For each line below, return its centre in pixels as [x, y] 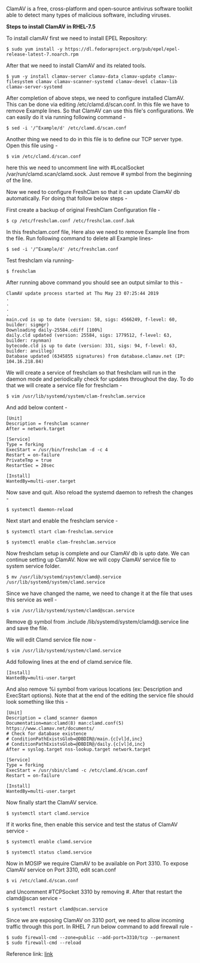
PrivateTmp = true [29, 460]
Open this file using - [32, 145]
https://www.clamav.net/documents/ [50, 728]
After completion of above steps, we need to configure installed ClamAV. [96, 98]
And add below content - [37, 407]
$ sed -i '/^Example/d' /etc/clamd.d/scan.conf [67, 128]
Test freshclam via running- [40, 260]
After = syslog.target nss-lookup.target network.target [79, 749]
